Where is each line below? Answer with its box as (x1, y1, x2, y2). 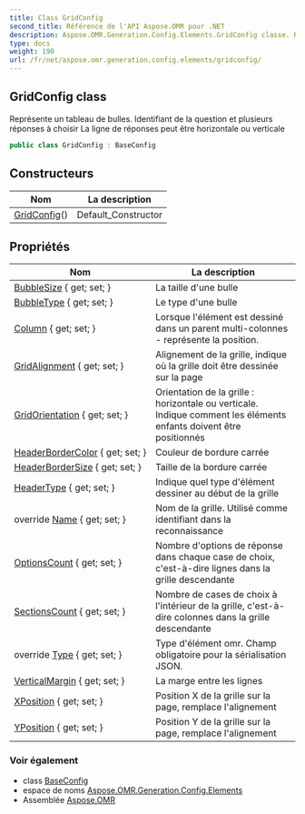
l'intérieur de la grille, (155, 599, 245, 612)
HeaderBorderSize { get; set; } (14, 461, 143, 474)
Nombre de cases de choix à (155, 588, 278, 601)
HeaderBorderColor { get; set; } (14, 447, 147, 459)
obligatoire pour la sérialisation (155, 648, 287, 661)
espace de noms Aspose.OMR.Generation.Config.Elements (22, 784, 243, 796)
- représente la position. (155, 334, 260, 347)
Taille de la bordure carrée (155, 461, 268, 474)
